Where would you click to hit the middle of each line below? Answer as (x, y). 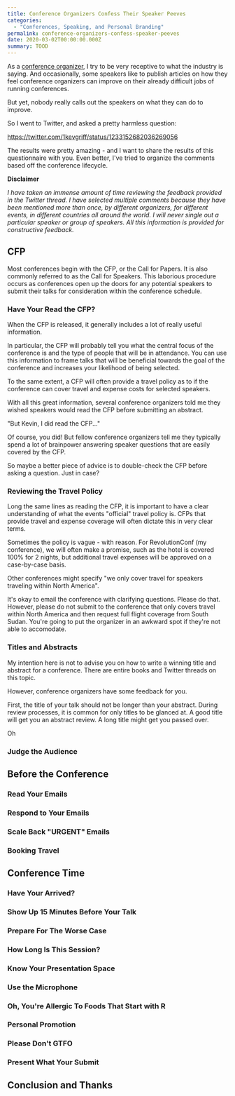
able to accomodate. (37, 629)
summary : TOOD (28, 46)
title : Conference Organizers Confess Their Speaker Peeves (97, 14)
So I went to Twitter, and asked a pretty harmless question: (92, 123)
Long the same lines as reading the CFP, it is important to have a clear (108, 506)
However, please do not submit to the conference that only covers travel (111, 607)
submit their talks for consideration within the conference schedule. (105, 291)
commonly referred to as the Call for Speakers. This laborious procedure (112, 276)
